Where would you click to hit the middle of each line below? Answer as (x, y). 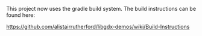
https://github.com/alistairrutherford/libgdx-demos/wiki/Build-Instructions (98, 27)
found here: (21, 15)
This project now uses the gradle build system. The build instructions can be (101, 9)
